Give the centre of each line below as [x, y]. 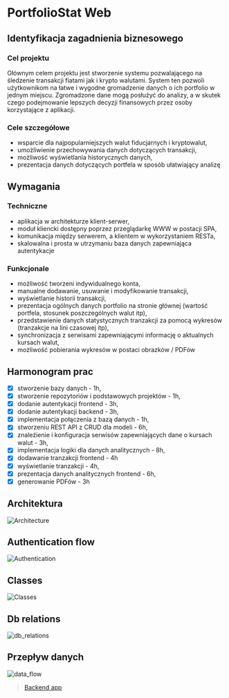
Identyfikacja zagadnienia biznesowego [95, 38]
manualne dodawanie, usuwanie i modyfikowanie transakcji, [103, 291]
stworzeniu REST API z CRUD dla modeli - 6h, [82, 428]
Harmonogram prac [50, 371]
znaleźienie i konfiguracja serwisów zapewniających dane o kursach [114, 435]
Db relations [34, 619]
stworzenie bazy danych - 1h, [59, 388]
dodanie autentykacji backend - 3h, [68, 412]
